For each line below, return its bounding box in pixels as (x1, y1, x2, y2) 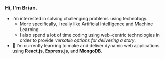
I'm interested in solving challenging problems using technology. (12, 16, 148, 22)
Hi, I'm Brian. (5, 4, 38, 11)
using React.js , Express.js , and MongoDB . (12, 48, 102, 54)
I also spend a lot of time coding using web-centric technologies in (19, 32, 160, 38)
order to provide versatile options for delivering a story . (19, 37, 136, 43)
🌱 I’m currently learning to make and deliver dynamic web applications (12, 43, 160, 49)
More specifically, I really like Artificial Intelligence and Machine (19, 21, 153, 27)
